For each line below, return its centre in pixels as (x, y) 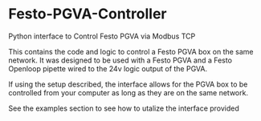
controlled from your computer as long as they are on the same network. (128, 92)
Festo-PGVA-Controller (88, 14)
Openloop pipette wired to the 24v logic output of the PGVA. (108, 68)
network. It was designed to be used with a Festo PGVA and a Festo (120, 60)
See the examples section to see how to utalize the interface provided (124, 108)
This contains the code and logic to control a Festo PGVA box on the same (131, 51)
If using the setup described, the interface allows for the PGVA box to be (128, 84)
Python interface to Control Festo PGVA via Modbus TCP (102, 36)
